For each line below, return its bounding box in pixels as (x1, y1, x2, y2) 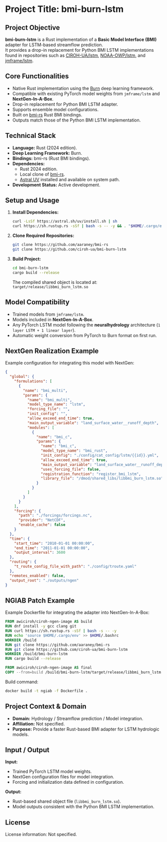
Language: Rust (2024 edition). (12, 144, 77, 150)
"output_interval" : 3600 (14, 550, 66, 555)
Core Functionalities (5, 72, 69, 81)
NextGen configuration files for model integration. (12, 774, 114, 780)
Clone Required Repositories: (12, 233, 75, 239)
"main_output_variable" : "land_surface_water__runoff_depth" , (27, 420, 159, 425)
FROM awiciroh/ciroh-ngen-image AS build (5, 619, 92, 624)
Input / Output (5, 745, 50, 754)
